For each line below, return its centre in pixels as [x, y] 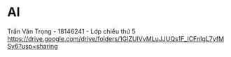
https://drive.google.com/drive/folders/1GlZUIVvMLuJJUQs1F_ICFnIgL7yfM [116, 38]
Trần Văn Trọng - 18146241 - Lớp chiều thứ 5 [71, 31]
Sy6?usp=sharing [33, 46]
